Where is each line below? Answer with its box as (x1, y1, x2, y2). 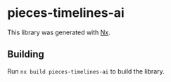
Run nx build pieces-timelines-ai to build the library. (7, 67, 165, 75)
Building (7, 48, 44, 60)
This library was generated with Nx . (7, 28, 110, 36)
